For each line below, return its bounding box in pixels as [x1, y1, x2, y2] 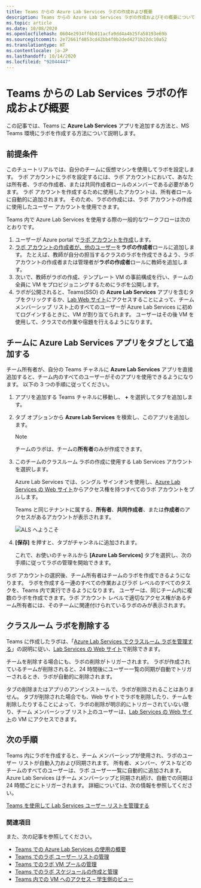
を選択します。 [14, 466, 52, 473]
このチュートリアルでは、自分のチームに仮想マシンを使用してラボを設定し [6, 166, 190, 173]
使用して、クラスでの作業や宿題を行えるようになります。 [14, 318, 156, 326]
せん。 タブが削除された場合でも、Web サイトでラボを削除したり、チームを [6, 693, 193, 700]
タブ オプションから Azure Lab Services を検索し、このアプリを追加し [14, 414, 190, 421]
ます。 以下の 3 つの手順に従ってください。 [6, 381, 112, 388]
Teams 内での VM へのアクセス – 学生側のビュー [14, 875, 133, 883]
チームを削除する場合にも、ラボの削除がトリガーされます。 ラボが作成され [6, 658, 190, 665]
